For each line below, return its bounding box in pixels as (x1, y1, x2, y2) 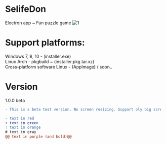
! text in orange (5, 125, 41, 130)
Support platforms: (5, 37, 85, 48)
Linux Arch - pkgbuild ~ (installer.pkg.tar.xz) (5, 58, 95, 65)
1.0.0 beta (5, 97, 25, 103)
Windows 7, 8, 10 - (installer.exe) (5, 53, 71, 59)
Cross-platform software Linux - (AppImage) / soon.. (5, 64, 113, 70)
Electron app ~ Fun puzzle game (5, 20, 72, 26)
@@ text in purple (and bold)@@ (5, 134, 72, 139)
